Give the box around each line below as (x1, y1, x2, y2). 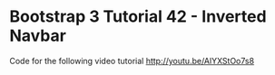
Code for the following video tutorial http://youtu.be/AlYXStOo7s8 (9, 55, 255, 66)
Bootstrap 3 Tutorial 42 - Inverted (9, 6, 267, 27)
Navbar (9, 25, 66, 46)
